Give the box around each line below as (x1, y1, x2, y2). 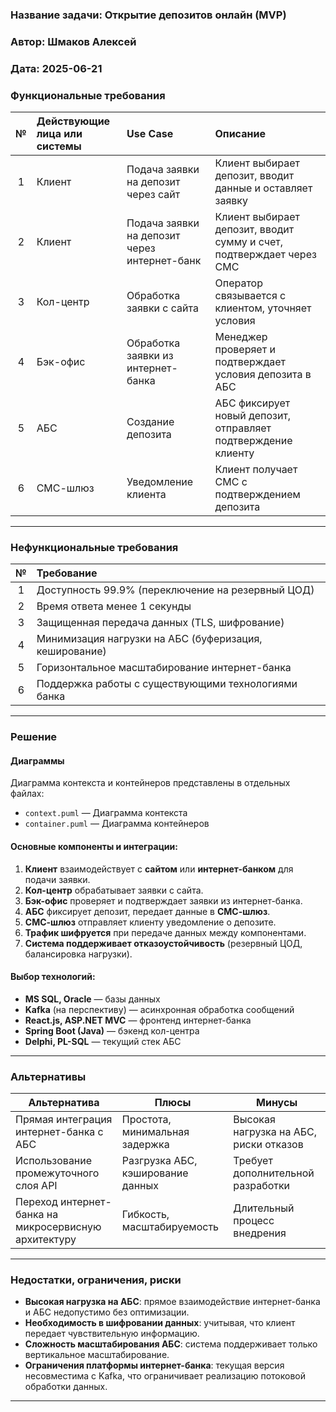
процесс (233, 1214, 275, 1228)
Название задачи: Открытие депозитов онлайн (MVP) (10, 8, 287, 22)
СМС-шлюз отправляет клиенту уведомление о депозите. (24, 916, 277, 928)
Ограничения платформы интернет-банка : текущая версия (24, 1359, 285, 1372)
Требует (233, 1154, 273, 1168)
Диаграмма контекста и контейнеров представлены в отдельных (10, 777, 291, 789)
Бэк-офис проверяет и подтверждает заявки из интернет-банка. (24, 894, 303, 907)
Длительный (233, 1201, 295, 1215)
